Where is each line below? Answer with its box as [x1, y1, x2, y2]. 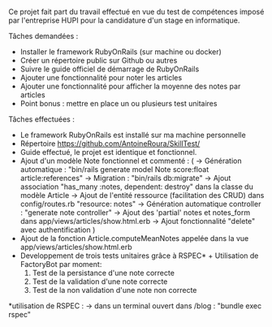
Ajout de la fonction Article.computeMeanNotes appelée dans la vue [19, 234, 249, 243]
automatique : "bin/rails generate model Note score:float [19, 165, 209, 174]
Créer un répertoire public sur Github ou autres [19, 56, 178, 65]
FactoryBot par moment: [19, 260, 102, 269]
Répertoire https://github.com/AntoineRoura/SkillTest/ [19, 139, 201, 148]
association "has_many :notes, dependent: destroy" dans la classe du [19, 182, 253, 191]
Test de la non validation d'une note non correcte [32, 286, 197, 295]
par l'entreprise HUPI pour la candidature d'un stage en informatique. [8, 15, 240, 25]
